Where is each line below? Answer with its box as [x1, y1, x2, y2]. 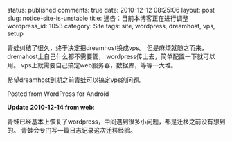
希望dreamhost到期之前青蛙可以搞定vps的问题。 [7, 76, 145, 84]
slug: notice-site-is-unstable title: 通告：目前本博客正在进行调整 [7, 14, 189, 22]
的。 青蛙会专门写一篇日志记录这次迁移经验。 [7, 126, 136, 134]
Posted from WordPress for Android [7, 90, 109, 98]
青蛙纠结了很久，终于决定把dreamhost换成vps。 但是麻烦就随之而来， [7, 44, 208, 51]
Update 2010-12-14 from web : [7, 103, 95, 111]
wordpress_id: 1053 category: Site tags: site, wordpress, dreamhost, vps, [7, 22, 215, 30]
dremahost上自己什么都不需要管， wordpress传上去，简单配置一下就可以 [7, 52, 216, 60]
